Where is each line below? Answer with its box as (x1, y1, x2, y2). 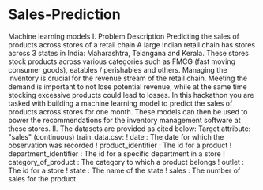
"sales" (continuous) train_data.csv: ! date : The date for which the (8, 132, 224, 141)
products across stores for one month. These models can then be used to (8, 106, 248, 116)
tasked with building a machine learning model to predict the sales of (8, 99, 233, 108)
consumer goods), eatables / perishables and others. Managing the (8, 65, 227, 74)
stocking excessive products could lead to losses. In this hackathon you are (8, 90, 254, 99)
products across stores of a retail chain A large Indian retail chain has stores (8, 39, 255, 49)
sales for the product (8, 173, 77, 183)
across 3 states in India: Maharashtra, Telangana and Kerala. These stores (8, 48, 249, 58)
